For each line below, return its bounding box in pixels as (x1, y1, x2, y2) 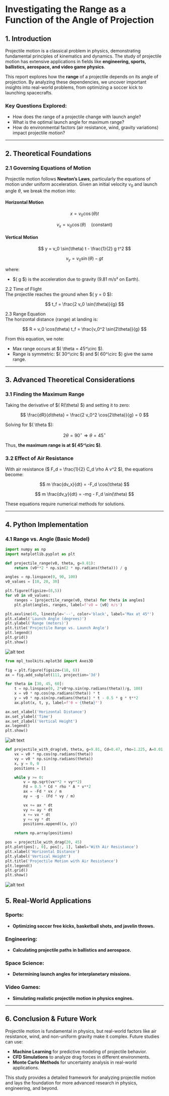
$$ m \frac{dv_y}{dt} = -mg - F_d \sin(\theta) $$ (35, 491, 134, 497)
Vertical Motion (5, 234, 39, 240)
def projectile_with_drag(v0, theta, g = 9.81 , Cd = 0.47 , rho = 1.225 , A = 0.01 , (5, 747, 165, 752)
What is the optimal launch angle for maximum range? (12, 119, 125, 125)
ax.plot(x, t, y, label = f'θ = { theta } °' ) (14, 700, 102, 705)
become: (5, 472, 24, 478)
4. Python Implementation (5, 520, 89, 529)
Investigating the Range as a (5, 4, 126, 15)
